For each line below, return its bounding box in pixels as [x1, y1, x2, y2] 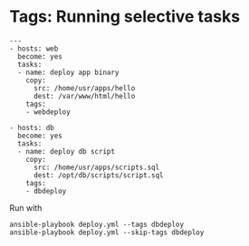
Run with [9, 202, 43, 213]
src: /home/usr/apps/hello [33, 83, 136, 92]
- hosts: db [9, 123, 54, 132]
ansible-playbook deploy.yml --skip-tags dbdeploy [9, 228, 205, 237]
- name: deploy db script [17, 147, 116, 156]
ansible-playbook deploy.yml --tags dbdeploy [9, 220, 184, 229]
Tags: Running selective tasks [9, 6, 241, 27]
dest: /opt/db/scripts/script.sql [33, 170, 165, 180]
